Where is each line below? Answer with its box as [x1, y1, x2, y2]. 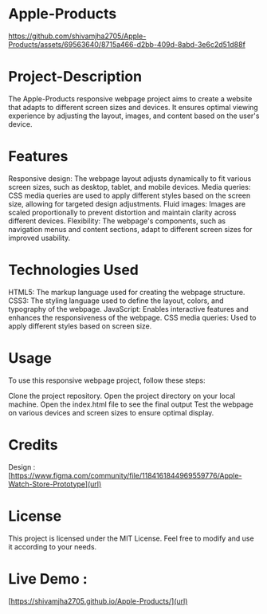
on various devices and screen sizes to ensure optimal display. [8, 407, 214, 417]
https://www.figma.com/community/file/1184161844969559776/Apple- [10, 470, 242, 480]
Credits [8, 435, 58, 454]
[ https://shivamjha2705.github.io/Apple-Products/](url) [8, 596, 188, 606]
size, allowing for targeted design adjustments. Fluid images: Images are [8, 199, 246, 208]
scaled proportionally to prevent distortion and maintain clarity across [8, 207, 237, 217]
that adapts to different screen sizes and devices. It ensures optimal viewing [8, 102, 259, 112]
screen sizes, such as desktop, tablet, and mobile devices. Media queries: [8, 182, 251, 191]
